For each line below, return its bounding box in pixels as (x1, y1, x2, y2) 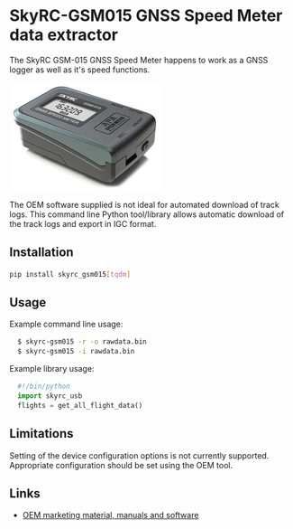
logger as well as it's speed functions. (9, 64, 151, 75)
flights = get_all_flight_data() (17, 401, 143, 410)
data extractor (9, 24, 119, 45)
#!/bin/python (17, 382, 70, 392)
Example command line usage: (9, 318, 124, 330)
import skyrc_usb (17, 392, 83, 401)
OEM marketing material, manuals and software (22, 510, 199, 521)
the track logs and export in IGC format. (9, 218, 157, 229)
